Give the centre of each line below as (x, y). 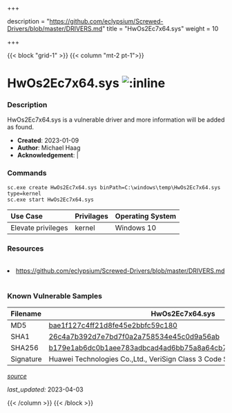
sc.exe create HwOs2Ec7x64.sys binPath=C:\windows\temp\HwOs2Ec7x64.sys (114, 187)
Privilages (92, 216)
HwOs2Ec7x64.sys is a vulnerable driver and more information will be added (116, 120)
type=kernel (24, 193)
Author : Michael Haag (49, 148)
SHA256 (25, 348)
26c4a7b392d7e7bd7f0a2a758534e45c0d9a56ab (134, 337)
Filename (26, 314)
